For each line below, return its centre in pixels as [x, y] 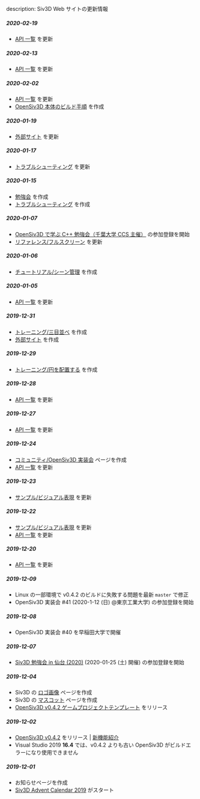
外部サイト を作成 [37, 339]
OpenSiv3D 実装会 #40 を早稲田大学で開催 [68, 632]
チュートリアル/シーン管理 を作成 [56, 272]
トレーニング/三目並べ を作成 [51, 332]
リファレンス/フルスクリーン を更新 [59, 242]
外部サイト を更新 [37, 136]
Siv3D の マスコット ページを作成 [56, 700]
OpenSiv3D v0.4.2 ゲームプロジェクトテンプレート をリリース [91, 708]
